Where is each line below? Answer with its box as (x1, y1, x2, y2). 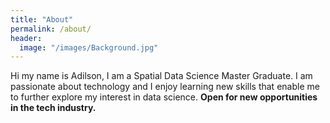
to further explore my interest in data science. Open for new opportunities (10, 91, 318, 103)
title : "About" (10, 14, 74, 25)
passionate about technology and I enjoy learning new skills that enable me (10, 81, 320, 93)
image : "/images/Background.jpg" (19, 42, 159, 53)
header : (10, 33, 43, 43)
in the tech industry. (10, 102, 97, 114)
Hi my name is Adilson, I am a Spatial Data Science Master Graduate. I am (10, 70, 313, 82)
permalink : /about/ (10, 24, 92, 34)
